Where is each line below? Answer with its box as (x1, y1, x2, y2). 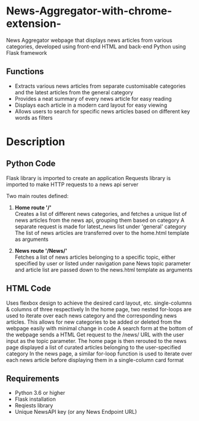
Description (6, 135, 65, 148)
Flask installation (14, 395, 56, 403)
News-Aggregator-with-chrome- (6, 4, 172, 18)
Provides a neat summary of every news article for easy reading (14, 95, 172, 102)
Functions (6, 67, 45, 77)
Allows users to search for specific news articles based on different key (14, 107, 190, 114)
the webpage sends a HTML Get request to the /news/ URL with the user (6, 331, 184, 338)
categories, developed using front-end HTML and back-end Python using (6, 43, 186, 50)
